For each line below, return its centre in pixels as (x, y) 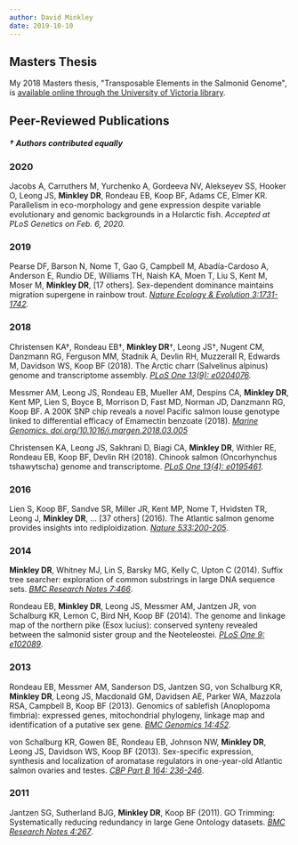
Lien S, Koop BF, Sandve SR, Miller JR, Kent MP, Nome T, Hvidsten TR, (138, 508)
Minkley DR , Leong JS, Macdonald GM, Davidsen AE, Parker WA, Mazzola (145, 696)
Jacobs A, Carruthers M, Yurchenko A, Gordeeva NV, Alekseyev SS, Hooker (148, 186)
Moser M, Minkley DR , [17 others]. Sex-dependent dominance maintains (141, 285)
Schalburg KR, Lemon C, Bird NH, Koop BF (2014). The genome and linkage (148, 616)
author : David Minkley (51, 17)
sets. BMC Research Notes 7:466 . (71, 589)
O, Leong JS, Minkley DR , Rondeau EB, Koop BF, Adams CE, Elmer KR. (139, 196)
